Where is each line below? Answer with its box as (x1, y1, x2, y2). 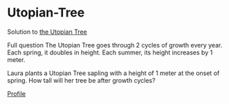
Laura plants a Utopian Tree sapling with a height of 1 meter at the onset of (7, 69, 220, 77)
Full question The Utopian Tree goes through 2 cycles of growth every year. (7, 41, 223, 49)
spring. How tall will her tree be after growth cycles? (7, 76, 156, 84)
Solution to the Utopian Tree (7, 28, 88, 36)
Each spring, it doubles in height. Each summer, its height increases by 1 (7, 48, 213, 56)
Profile (7, 90, 26, 98)
